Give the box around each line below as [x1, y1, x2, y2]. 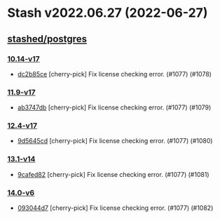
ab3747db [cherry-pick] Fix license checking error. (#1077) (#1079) [17, 103, 212, 112]
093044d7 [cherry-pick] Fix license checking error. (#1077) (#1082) [17, 204, 214, 212]
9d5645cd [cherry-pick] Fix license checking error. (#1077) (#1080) [17, 137, 213, 145]
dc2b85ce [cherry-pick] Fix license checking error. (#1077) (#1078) [17, 69, 212, 78]
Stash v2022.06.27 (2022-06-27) [7, 5, 208, 21]
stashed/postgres [7, 33, 88, 45]
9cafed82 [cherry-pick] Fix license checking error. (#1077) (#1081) [17, 170, 209, 178]
